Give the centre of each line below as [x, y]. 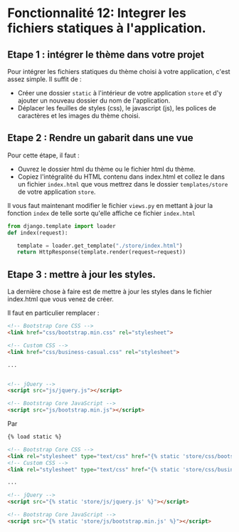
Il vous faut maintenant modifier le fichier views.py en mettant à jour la [110, 205]
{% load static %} [34, 437]
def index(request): [38, 233]
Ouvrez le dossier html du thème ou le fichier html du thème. [106, 169]
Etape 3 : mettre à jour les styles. [82, 275]
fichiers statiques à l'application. [107, 28]
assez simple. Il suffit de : [44, 79]
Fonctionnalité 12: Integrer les [97, 13]
